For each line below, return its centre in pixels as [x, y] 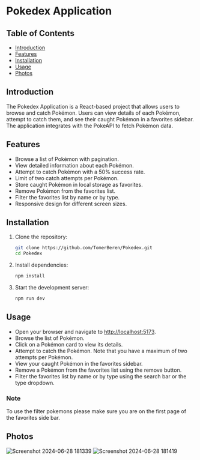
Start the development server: [52, 288]
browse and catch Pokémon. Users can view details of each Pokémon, [94, 113]
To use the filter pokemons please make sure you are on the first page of [96, 411]
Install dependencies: [41, 265]
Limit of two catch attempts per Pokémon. [67, 178]
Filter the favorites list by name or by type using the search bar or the [101, 376]
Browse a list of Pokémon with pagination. [67, 159]
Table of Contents [41, 33]
